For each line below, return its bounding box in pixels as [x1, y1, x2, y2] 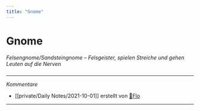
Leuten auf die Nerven [6, 60, 61, 67]
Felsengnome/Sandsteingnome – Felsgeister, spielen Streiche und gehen [6, 54, 185, 61]
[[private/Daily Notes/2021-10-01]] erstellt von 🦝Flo [14, 92, 140, 99]
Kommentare [6, 81, 38, 88]
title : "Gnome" [6, 8, 44, 15]
